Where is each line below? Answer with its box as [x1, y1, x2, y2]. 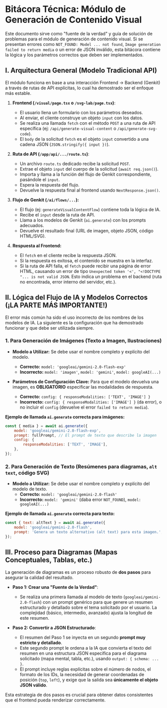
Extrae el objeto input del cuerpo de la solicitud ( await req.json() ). [19, 166, 159, 172]
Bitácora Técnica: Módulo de [5, 3, 126, 15]
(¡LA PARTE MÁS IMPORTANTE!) [5, 301, 108, 310]
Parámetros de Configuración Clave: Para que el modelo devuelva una [12, 378, 159, 385]
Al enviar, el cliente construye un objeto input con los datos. [19, 115, 143, 121]
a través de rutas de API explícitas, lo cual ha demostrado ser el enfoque [5, 85, 154, 91]
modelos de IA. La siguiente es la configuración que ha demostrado [5, 319, 144, 325]
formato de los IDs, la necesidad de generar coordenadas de [19, 671, 145, 677]
